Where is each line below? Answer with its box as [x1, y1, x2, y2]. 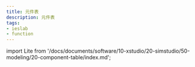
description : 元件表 [6, 14, 55, 20]
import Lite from [6, 47, 46, 54]
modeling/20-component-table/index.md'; [6, 54, 111, 61]
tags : [6, 20, 20, 26]
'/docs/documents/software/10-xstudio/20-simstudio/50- [47, 47, 190, 54]
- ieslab [6, 25, 28, 32]
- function [6, 31, 34, 37]
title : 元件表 [6, 8, 39, 15]
